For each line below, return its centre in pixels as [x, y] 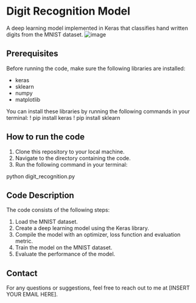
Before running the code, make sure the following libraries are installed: [96, 68]
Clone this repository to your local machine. [70, 151]
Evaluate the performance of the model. [65, 254]
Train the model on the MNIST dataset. [64, 248]
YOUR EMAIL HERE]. [32, 294]
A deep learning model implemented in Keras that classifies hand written [97, 28]
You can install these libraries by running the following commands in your [98, 111]
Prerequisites [32, 54]
